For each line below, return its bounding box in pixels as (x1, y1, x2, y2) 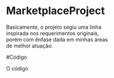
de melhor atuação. (6, 42, 53, 49)
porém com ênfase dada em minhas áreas (6, 36, 108, 43)
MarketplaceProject (6, 4, 105, 18)
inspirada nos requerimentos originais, (6, 29, 99, 36)
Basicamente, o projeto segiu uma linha (6, 23, 102, 30)
